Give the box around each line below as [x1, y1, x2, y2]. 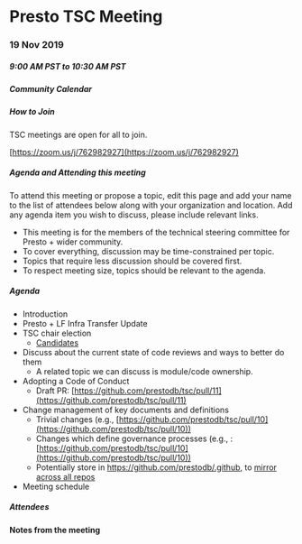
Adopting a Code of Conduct [22, 375, 130, 386]
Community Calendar [9, 84, 93, 95]
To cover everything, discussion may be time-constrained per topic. [22, 245, 275, 256]
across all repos [35, 471, 96, 482]
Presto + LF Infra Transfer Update [22, 318, 148, 328]
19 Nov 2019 [9, 39, 65, 51]
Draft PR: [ [35, 385, 75, 396]
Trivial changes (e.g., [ [35, 413, 120, 425]
